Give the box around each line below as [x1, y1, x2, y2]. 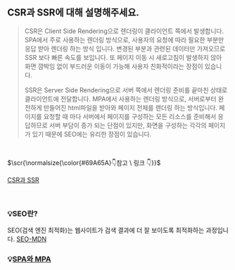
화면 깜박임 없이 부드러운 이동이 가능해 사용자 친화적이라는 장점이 [24, 62, 203, 70]
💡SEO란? [7, 209, 38, 219]
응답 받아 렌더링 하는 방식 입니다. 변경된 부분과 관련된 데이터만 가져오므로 [24, 44, 226, 53]
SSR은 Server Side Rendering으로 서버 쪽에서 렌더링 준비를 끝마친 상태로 [24, 85, 228, 94]
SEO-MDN [16, 235, 47, 243]
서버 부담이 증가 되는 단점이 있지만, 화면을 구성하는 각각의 [49, 121, 207, 129]
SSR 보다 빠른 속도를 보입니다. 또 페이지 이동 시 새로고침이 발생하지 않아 [24, 53, 222, 61]
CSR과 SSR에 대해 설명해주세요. [7, 6, 139, 19]
